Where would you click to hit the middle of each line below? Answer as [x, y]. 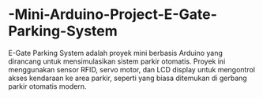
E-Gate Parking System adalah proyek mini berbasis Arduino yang [115, 53]
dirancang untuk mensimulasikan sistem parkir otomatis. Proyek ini [117, 61]
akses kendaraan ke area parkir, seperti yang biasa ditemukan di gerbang [128, 78]
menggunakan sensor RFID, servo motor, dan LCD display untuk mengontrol [131, 69]
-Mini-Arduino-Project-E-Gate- [113, 15]
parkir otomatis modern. [47, 86]
